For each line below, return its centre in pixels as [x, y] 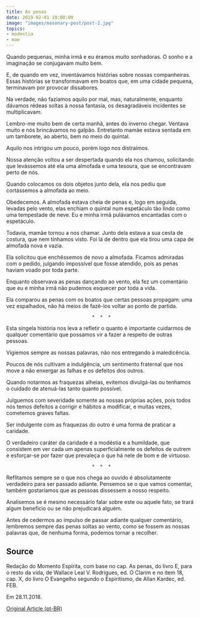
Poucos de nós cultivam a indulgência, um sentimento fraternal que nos [95, 364]
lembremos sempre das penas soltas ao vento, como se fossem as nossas [98, 526]
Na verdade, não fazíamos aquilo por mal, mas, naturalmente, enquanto [94, 99]
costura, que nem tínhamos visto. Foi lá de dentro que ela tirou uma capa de [100, 239]
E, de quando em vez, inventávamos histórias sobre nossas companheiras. [98, 75]
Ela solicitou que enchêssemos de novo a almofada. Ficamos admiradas [95, 257]
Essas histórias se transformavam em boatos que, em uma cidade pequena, [100, 81]
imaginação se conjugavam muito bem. [54, 63]
